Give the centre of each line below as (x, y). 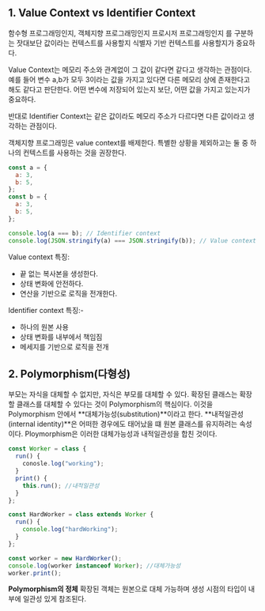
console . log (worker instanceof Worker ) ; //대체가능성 (95, 566)
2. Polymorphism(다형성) (69, 373)
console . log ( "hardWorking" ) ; (70, 530)
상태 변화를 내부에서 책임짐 (61, 337)
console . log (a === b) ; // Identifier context (84, 233)
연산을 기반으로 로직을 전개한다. (68, 293)
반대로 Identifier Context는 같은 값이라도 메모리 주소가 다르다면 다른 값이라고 (127, 116)
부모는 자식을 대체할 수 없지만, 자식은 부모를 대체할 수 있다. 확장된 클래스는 (123, 394)
